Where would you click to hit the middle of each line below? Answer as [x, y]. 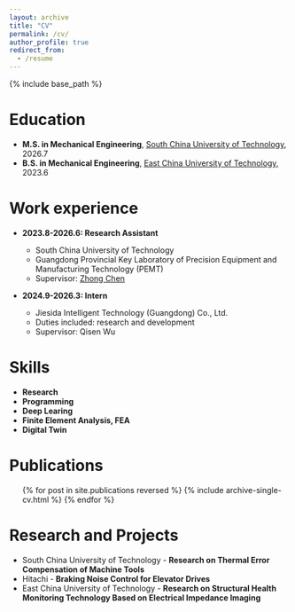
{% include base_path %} [56, 84]
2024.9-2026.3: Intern [65, 295]
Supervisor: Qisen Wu [75, 331]
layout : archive [39, 17]
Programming [48, 401]
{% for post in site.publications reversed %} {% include [123, 490]
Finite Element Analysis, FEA [76, 420]
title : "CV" [31, 26]
